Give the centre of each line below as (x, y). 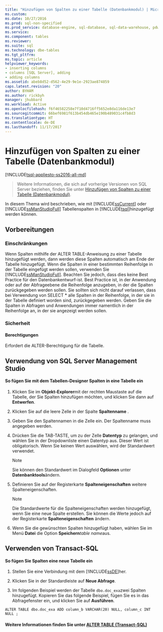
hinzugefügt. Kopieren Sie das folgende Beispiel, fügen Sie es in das (80, 596)
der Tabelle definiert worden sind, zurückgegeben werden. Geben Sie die (78, 300)
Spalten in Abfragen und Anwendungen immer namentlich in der (69, 306)
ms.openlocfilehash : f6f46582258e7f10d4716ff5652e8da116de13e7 (70, 109)
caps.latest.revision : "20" (33, 86)
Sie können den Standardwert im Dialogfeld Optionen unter (71, 470)
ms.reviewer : (18, 41)
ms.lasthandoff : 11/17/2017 (33, 127)
